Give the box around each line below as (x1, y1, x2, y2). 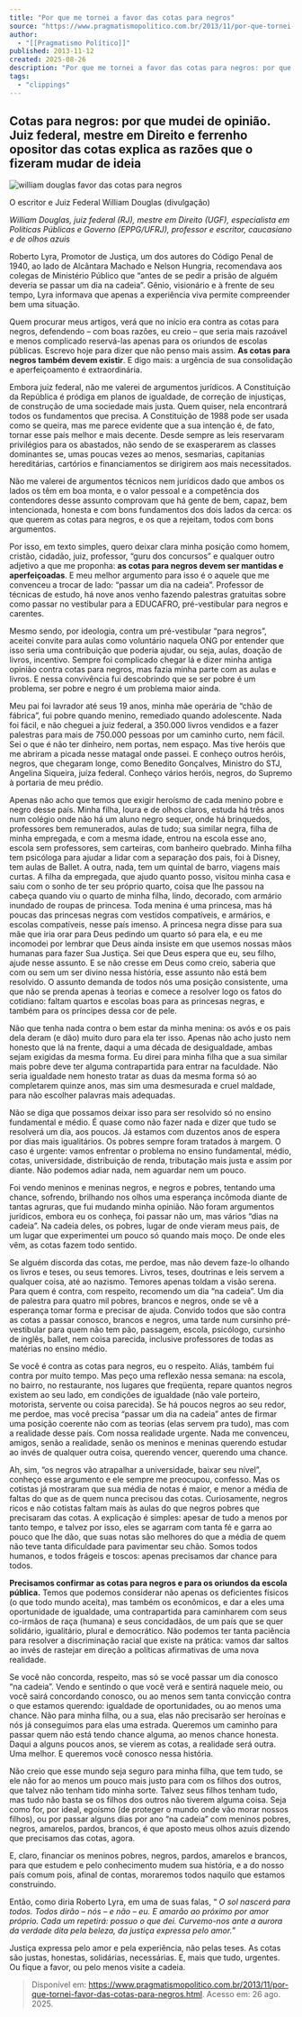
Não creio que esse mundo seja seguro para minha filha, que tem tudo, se (9, 1766, 283, 1776)
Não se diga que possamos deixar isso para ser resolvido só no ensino (9, 1108, 271, 1118)
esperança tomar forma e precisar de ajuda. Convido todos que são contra (9, 1305, 286, 1316)
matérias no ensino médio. (9, 1344, 108, 1355)
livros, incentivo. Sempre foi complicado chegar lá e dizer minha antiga (9, 654, 272, 665)
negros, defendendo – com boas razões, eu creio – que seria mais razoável (9, 326, 288, 337)
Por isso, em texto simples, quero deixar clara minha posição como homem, (9, 542, 290, 552)
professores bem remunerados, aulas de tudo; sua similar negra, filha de (9, 824, 279, 835)
